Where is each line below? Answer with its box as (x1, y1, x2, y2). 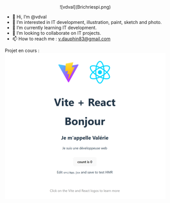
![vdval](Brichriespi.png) (60, 4, 111, 10)
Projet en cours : (5, 47, 40, 53)
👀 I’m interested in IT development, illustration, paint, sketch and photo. (12, 19, 162, 25)
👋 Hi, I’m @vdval (12, 14, 47, 20)
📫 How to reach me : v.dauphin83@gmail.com (12, 36, 111, 42)
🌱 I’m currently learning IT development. (12, 24, 97, 31)
